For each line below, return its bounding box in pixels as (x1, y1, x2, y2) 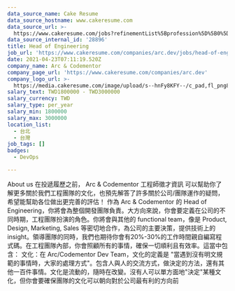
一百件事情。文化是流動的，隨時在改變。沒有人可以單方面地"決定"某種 (13, 267, 215, 276)
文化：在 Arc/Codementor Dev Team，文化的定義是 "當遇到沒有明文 (20, 250, 217, 258)
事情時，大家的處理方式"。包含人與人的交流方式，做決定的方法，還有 (19, 259, 219, 267)
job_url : (7, 50, 33, 57)
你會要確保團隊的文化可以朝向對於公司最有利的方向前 (25, 276, 179, 285)
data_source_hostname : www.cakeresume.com (7, 17, 133, 24)
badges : (7, 147, 30, 154)
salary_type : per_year (7, 102, 73, 109)
